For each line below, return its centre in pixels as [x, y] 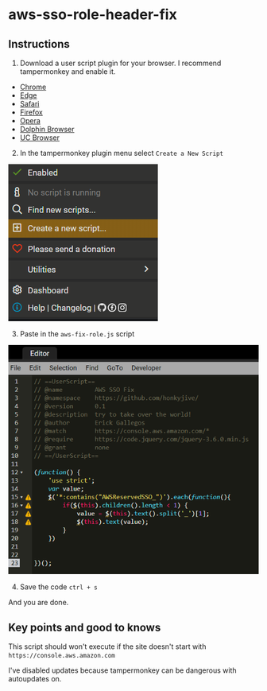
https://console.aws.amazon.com [62, 656]
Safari [29, 104]
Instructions [39, 44]
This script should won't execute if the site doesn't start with [107, 646]
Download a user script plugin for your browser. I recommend [120, 63]
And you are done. [39, 603]
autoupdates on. [35, 679]
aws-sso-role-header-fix [93, 15]
